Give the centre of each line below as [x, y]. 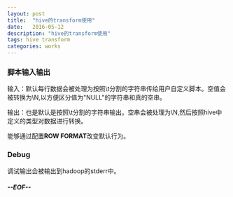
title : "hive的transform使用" [51, 20]
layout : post [26, 14]
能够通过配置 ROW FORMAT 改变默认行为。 [69, 136]
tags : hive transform [39, 40]
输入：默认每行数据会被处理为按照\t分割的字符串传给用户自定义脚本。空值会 [116, 89]
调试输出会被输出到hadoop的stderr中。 [64, 171]
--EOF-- [19, 187]
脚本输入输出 [29, 72]
